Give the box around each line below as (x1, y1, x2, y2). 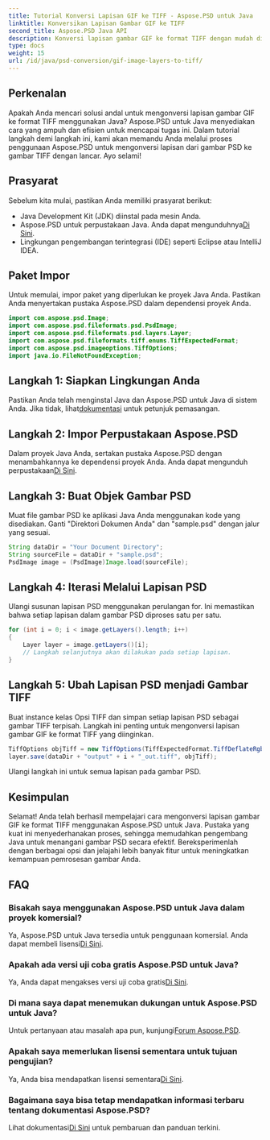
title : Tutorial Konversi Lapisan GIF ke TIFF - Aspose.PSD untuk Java (8, 11, 253, 20)
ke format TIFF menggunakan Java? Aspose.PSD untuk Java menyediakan (8, 116, 256, 126)
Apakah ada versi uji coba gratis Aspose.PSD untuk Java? (8, 959, 239, 970)
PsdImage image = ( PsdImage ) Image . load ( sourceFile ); (8, 558, 189, 566)
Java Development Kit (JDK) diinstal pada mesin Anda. (19, 211, 202, 221)
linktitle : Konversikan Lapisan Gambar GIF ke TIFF (8, 19, 185, 27)
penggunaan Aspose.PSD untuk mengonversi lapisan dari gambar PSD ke (8, 142, 252, 151)
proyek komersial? (8, 912, 83, 923)
